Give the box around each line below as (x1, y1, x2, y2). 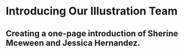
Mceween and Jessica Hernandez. (6, 37, 141, 48)
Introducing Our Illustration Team (6, 4, 178, 18)
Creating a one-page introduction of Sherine (6, 28, 178, 39)
